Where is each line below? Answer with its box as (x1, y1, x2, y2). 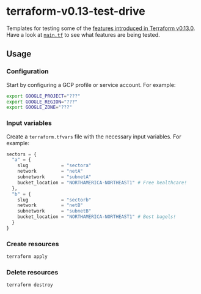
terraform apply (6, 254, 48, 260)
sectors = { (6, 151, 37, 157)
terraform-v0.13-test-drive (6, 4, 145, 18)
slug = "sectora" (17, 162, 92, 169)
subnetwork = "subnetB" (17, 208, 92, 214)
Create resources (6, 239, 59, 248)
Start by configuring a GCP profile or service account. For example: (6, 81, 176, 88)
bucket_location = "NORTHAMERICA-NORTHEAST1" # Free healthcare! (17, 179, 188, 186)
